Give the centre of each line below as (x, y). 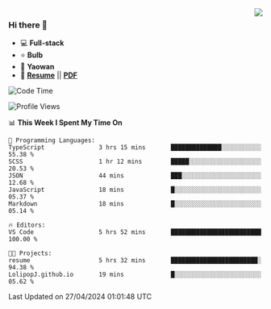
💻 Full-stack (42, 43)
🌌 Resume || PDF (49, 75)
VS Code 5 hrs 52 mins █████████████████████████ (135, 232)
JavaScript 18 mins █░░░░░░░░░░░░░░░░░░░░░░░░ (135, 190)
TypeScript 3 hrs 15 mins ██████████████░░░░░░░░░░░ (135, 148)
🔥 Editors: (27, 225)
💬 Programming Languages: (52, 140)
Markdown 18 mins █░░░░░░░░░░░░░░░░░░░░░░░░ (135, 204)
